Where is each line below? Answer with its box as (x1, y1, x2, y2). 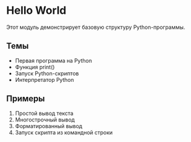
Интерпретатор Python (15, 76, 74, 83)
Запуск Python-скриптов (15, 70, 79, 77)
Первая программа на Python (15, 57, 92, 64)
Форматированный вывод (15, 122, 83, 129)
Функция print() (15, 63, 55, 70)
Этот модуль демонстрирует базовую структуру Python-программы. (6, 23, 186, 31)
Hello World (6, 4, 66, 17)
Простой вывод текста (15, 110, 74, 117)
